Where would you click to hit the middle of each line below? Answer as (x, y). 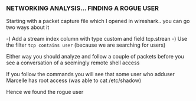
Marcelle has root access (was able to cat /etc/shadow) (74, 80)
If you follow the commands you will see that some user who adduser (91, 74)
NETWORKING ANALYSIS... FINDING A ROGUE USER (83, 8)
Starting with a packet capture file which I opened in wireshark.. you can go (98, 21)
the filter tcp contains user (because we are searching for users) (86, 45)
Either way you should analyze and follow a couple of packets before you (95, 57)
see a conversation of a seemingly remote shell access (73, 63)
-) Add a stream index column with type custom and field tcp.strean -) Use (97, 39)
